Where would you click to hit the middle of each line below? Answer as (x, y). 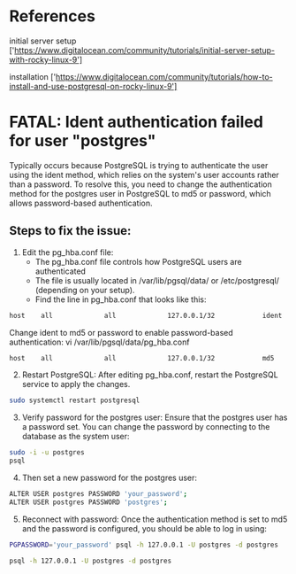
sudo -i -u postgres (47, 453)
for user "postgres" (83, 141)
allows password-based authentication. (81, 203)
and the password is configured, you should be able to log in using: (144, 528)
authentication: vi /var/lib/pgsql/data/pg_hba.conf (99, 342)
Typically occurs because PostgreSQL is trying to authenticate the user (139, 165)
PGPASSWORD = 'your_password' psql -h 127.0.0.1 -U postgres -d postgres (144, 545)
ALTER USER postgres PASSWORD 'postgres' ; (88, 502)
